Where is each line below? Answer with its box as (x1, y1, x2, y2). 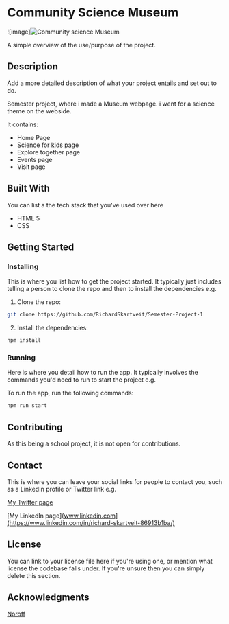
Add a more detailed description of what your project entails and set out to (7, 79, 217, 87)
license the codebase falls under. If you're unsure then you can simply (7, 564, 205, 573)
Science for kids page (16, 141, 79, 149)
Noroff (7, 610, 26, 618)
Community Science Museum (7, 5, 179, 21)
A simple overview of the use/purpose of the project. (7, 41, 156, 49)
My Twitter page (7, 498, 53, 506)
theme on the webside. (7, 106, 72, 115)
